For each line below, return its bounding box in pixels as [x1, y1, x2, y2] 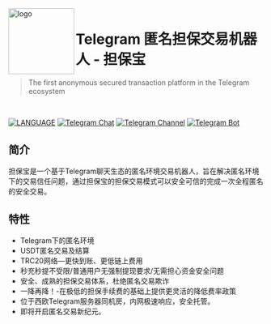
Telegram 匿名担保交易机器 [75, 30, 257, 49]
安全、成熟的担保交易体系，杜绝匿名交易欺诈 [19, 275, 170, 286]
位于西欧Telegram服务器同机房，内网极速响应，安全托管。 [19, 296, 215, 306]
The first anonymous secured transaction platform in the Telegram [28, 77, 250, 87]
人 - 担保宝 [75, 50, 146, 69]
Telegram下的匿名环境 [19, 235, 95, 245]
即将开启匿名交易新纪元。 [19, 306, 106, 316]
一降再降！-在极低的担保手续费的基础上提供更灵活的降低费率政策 [19, 286, 237, 296]
